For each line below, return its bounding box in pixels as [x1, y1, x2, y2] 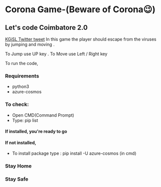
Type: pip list [12, 117, 38, 123]
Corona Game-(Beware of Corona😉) [5, 4, 156, 15]
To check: [5, 101, 29, 108]
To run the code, [5, 61, 39, 66]
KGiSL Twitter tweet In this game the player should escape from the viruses [5, 36, 157, 42]
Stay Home [5, 163, 32, 169]
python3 [12, 83, 29, 89]
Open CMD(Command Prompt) [12, 112, 75, 118]
